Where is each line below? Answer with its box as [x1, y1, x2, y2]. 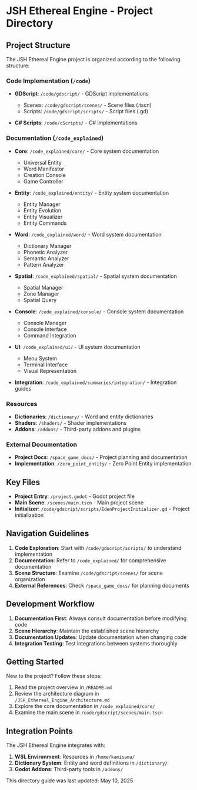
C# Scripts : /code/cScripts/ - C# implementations [14, 119, 138, 126]
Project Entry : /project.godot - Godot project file [14, 493, 135, 500]
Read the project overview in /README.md [14, 684, 112, 691]
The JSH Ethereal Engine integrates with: [6, 742, 106, 749]
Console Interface [23, 326, 67, 333]
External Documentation [6, 440, 78, 448]
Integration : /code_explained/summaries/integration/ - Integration [14, 379, 177, 386]
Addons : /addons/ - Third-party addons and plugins [14, 425, 141, 432]
